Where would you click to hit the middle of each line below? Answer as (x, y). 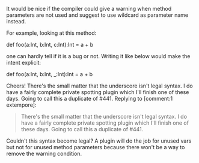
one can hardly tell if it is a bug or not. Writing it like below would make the (98, 56)
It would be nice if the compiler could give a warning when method (89, 9)
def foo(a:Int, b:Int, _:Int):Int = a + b (50, 74)
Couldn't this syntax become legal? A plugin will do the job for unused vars (99, 141)
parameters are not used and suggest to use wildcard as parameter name (97, 15)
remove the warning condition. (44, 153)
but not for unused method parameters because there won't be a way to (96, 147)
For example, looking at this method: (51, 33)
